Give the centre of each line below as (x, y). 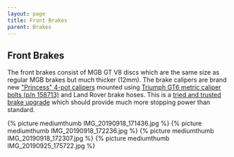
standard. (21, 110)
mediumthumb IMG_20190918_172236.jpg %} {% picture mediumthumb (111, 131)
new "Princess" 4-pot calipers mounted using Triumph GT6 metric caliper (114, 87)
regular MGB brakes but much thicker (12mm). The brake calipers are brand (117, 80)
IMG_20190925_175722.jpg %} (51, 146)
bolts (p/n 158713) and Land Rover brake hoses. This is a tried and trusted (115, 95)
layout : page (26, 14)
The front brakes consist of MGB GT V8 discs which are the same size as (113, 73)
